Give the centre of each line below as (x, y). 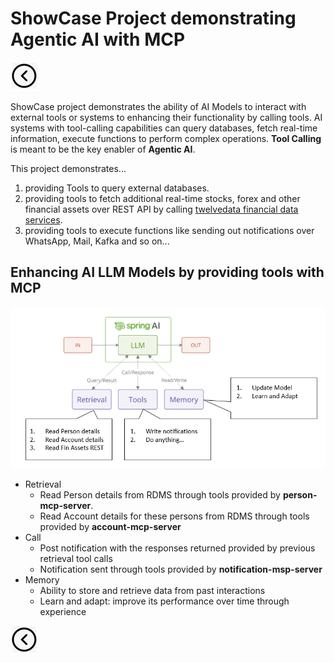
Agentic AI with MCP (98, 39)
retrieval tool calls (76, 559)
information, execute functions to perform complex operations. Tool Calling (166, 138)
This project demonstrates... (68, 168)
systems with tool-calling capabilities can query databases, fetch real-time (164, 128)
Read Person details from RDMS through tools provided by (160, 495)
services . (43, 219)
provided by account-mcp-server (110, 527)
